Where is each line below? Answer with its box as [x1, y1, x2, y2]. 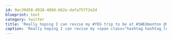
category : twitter [5, 17, 45, 22]
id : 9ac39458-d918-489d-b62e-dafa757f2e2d [5, 7, 97, 13]
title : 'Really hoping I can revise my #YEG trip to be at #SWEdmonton [5, 21, 161, 27]
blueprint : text [5, 12, 40, 17]
